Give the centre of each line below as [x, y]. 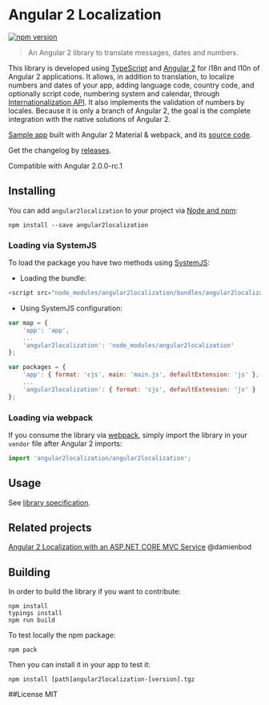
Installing [32, 191]
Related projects [50, 528]
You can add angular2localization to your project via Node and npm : [123, 210]
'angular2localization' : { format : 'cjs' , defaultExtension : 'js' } [139, 389]
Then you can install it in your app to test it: [79, 665]
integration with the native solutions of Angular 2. [89, 119]
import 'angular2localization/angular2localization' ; [100, 458]
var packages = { [37, 367]
